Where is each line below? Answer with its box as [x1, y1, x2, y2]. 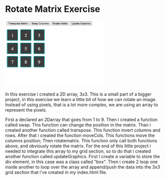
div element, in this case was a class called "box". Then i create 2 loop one [5, 159, 158, 165]
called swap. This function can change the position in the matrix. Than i [5, 122, 151, 128]
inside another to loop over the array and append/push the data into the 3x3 [5, 164, 160, 170]
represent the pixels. [5, 107, 47, 113]
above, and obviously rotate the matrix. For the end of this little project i [5, 143, 151, 149]
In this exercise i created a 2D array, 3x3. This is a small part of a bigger [5, 91, 152, 97]
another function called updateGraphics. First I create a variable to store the [5, 154, 160, 160]
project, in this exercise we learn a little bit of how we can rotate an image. [5, 97, 157, 103]
